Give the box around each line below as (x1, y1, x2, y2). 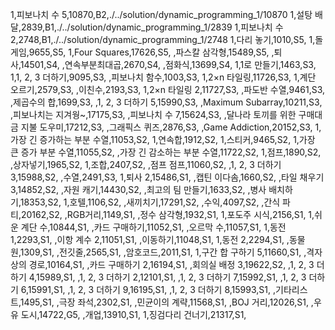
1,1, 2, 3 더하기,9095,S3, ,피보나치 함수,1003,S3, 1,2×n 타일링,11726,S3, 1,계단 (10, 71, 317, 83)
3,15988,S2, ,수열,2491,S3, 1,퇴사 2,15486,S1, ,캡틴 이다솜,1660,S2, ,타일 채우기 (10, 171, 325, 183)
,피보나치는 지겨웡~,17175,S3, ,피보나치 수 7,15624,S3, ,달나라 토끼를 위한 (10, 109, 297, 120)
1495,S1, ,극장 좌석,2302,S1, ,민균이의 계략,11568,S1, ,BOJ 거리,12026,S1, (19, 296, 309, 308)
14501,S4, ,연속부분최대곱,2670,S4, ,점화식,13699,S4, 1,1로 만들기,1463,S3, (19, 59, 317, 70)
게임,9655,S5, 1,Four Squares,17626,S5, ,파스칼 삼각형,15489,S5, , (10, 46, 275, 58)
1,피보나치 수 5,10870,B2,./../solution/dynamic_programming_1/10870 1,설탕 (10, 9, 313, 20)
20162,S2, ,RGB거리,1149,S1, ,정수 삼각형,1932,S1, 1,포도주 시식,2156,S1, (20, 209, 307, 220)
